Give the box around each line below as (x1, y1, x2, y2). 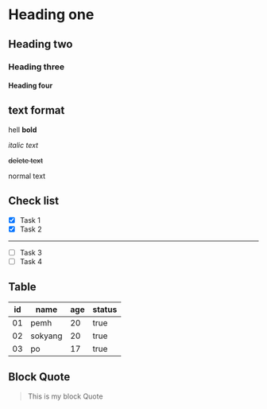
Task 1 (19, 215, 41, 224)
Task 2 (19, 224, 42, 234)
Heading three (8, 61, 65, 72)
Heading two (8, 37, 73, 51)
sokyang (30, 330, 63, 341)
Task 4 (19, 256, 42, 266)
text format (8, 103, 65, 117)
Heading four (8, 81, 53, 91)
